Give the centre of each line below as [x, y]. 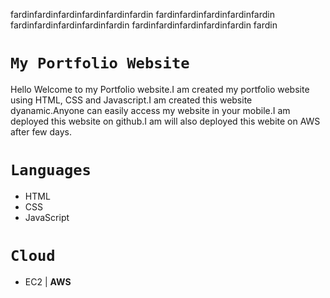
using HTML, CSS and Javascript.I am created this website [131, 100]
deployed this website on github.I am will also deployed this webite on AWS [165, 121]
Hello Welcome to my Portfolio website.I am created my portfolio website [160, 89]
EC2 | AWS [48, 281]
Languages [51, 170]
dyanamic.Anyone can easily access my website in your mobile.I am [150, 110]
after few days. [41, 131]
